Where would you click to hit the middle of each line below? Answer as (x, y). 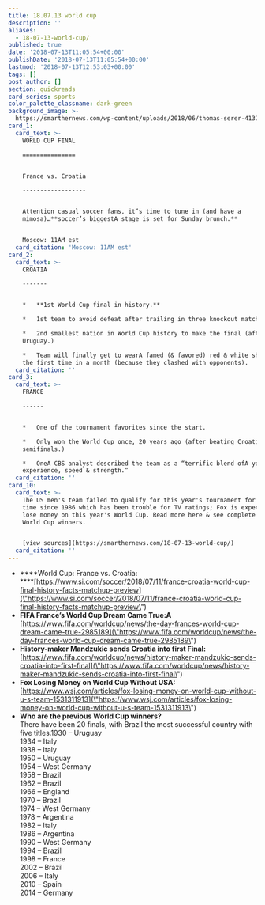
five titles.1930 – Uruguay (61, 733)
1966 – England (44, 791)
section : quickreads (42, 89)
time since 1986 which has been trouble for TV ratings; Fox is (130, 507)
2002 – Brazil (41, 867)
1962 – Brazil (40, 783)
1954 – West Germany (55, 767)
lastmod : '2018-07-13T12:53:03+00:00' (72, 67)
